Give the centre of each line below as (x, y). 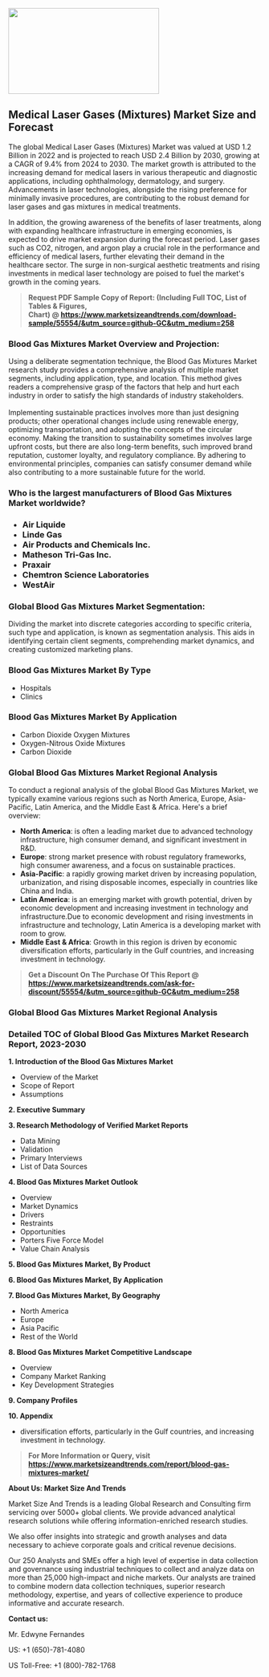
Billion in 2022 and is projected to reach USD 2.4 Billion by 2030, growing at (134, 155)
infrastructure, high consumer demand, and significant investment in (133, 840)
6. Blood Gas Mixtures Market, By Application (86, 1280)
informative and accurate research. (66, 1603)
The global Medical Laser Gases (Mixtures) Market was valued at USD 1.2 (130, 147)
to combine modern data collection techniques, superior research (117, 1586)
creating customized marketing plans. (71, 650)
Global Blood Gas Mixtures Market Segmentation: (107, 606)
